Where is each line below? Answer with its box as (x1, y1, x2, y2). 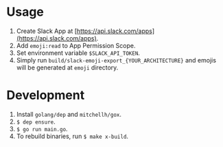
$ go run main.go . (16, 124, 68, 133)
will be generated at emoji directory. (16, 63, 119, 71)
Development (6, 87, 85, 103)
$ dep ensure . (16, 117, 56, 126)
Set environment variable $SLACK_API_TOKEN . (16, 49, 140, 57)
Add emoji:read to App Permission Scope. (16, 41, 136, 49)
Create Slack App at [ (16, 27, 77, 35)
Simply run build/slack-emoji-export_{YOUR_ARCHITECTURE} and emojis (16, 56, 217, 64)
